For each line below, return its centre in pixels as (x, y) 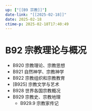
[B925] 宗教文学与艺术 (36, 84)
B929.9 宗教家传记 (39, 103)
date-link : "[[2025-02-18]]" (36, 15)
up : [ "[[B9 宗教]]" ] (26, 10)
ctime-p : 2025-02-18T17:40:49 (37, 24)
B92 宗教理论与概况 (46, 50)
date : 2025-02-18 (24, 19)
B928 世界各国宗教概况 (36, 91)
